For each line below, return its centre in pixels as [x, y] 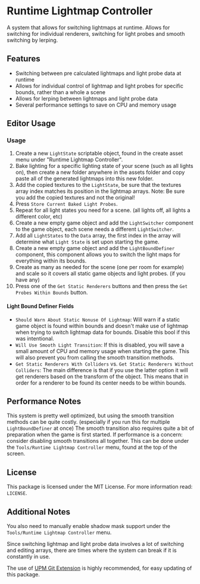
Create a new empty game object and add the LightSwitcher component [104, 223]
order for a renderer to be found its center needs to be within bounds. [101, 383]
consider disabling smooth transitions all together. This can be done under [98, 441]
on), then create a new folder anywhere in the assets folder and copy [100, 172]
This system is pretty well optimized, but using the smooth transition [90, 416]
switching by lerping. [32, 40]
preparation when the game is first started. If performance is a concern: [95, 435]
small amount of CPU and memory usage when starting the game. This [102, 351]
